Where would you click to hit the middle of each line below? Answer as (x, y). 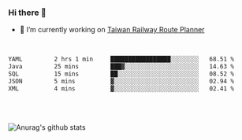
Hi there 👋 (28, 13)
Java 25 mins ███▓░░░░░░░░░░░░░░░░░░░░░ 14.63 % (121, 67)
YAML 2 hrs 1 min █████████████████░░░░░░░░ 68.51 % (121, 59)
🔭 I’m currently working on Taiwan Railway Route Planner (112, 30)
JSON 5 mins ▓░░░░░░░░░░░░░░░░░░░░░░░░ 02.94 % (121, 81)
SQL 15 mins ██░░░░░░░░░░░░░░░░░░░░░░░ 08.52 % (121, 74)
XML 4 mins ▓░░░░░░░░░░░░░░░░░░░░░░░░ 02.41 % (121, 88)
